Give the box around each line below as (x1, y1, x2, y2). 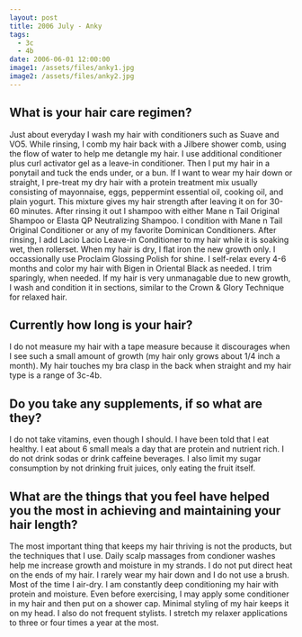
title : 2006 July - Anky (9, 22, 102, 31)
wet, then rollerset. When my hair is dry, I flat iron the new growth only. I (9, 244, 276, 255)
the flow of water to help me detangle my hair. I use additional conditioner (9, 148, 282, 158)
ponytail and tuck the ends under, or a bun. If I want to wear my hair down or (9, 167, 293, 178)
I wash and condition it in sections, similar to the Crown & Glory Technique (9, 282, 285, 292)
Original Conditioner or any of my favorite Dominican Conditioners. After (9, 224, 277, 235)
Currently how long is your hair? (9, 317, 193, 333)
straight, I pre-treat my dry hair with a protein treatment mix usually (9, 176, 258, 187)
